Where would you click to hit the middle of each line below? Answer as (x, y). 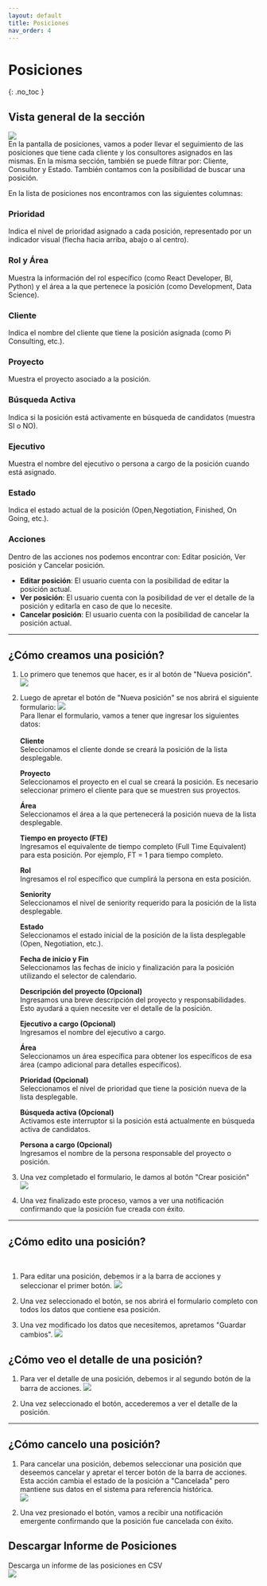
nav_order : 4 (30, 30)
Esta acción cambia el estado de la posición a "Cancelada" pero (125, 1480)
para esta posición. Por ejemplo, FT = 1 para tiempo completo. (122, 855)
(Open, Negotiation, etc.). (61, 944)
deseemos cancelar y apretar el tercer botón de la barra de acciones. (133, 1472)
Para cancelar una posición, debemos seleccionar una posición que (131, 1463)
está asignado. (33, 472)
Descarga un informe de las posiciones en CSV (85, 1565)
